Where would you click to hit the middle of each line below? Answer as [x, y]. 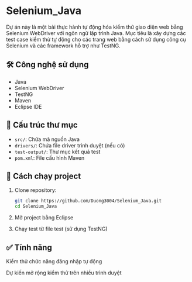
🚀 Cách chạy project [44, 176]
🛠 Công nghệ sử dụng [47, 65]
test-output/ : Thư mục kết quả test [57, 152]
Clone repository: [35, 190]
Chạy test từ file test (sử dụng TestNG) [61, 229]
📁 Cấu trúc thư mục [42, 125]
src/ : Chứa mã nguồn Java [47, 139]
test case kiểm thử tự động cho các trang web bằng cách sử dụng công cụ [96, 39]
